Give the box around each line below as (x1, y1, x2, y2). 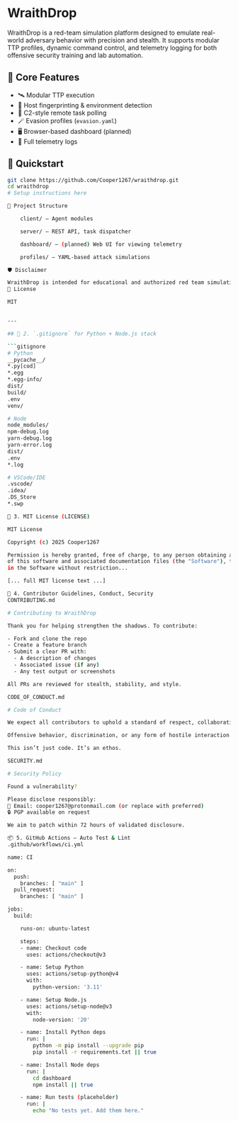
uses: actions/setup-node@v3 (25, 1003, 113, 1010)
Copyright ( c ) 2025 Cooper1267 (7, 538, 100, 546)
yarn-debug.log (7, 435, 52, 442)
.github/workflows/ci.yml (7, 841, 84, 848)
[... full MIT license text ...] (7, 577, 106, 585)
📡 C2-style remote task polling (17, 108, 107, 117)
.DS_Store (7, 494, 37, 501)
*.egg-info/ (7, 376, 42, 383)
